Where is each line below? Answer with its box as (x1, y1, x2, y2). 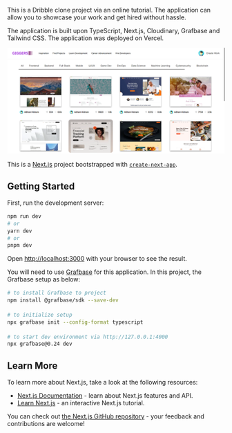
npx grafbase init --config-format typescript (7, 318, 144, 326)
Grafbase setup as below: (7, 275, 81, 284)
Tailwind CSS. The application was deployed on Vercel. (7, 34, 164, 42)
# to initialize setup (7, 311, 72, 318)
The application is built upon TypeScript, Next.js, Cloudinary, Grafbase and (7, 27, 220, 35)
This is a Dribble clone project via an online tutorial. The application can (7, 6, 211, 14)
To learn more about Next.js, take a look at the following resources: (7, 378, 198, 387)
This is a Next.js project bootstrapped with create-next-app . (7, 160, 178, 169)
